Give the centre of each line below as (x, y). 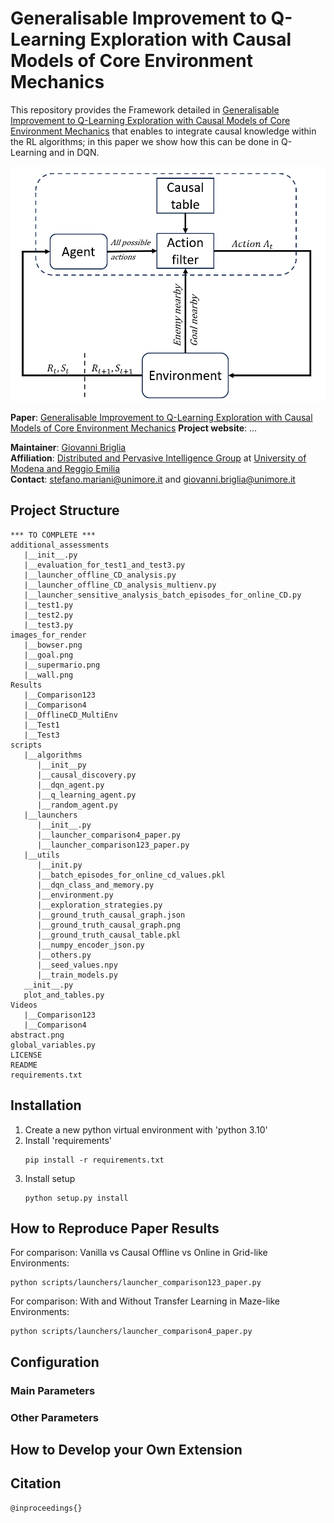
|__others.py (64, 955)
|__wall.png (48, 675)
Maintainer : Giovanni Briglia (68, 447)
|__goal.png (48, 655)
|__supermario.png (62, 665)
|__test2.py (48, 615)
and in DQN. (74, 152)
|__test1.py (48, 605)
